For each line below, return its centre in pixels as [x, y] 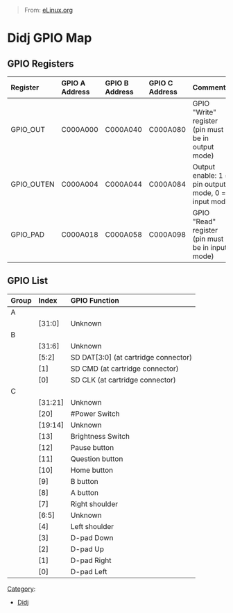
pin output [209, 184]
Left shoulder [92, 526]
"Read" [204, 221]
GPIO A [74, 83]
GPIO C [161, 83]
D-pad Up [87, 549]
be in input [210, 247]
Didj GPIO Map [50, 38]
